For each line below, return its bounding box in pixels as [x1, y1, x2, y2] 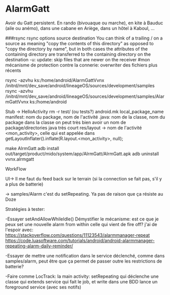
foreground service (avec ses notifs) [5, 284, 82, 290]
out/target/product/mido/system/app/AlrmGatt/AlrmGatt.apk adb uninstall [5, 151, 159, 157]
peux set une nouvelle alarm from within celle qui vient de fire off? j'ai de [5, 221, 157, 227]
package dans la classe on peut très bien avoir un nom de [5, 119, 126, 125]
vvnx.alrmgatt [5, 156, 35, 162]
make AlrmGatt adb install [5, 145, 59, 151]
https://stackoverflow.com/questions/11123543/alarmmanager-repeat [5, 232, 150, 238]
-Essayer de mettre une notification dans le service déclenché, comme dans [5, 252, 165, 259]
